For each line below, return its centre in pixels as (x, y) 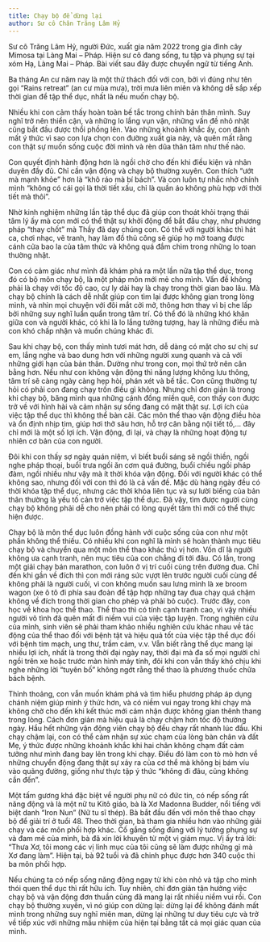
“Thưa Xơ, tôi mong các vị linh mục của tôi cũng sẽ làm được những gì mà (131, 847)
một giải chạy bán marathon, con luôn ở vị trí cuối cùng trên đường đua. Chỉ (134, 566)
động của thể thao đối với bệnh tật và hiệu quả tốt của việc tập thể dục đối (132, 635)
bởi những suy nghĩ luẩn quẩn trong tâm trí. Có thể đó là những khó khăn (129, 313)
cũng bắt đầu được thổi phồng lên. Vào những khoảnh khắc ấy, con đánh (129, 129)
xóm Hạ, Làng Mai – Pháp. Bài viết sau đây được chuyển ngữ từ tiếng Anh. (131, 63)
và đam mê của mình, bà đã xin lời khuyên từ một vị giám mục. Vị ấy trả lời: (132, 838)
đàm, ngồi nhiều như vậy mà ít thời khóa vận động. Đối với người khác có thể (135, 473)
